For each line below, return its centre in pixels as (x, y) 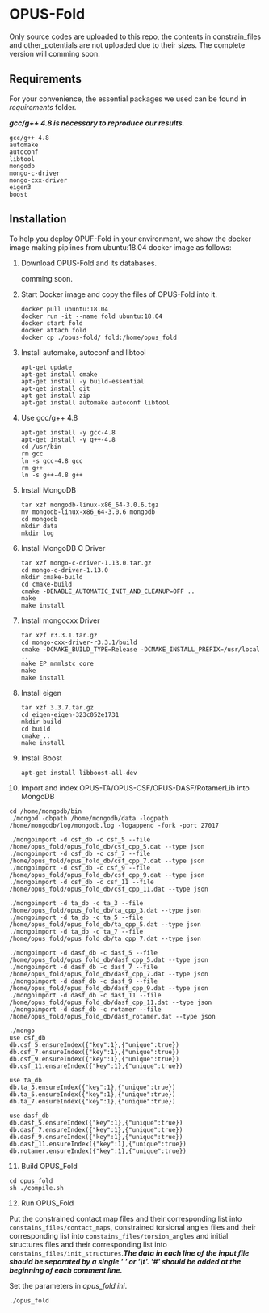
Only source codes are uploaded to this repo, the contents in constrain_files (135, 36)
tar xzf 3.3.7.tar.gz (57, 707)
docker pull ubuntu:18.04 (64, 309)
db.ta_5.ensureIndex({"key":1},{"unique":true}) (92, 1094)
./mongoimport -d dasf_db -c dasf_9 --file (84, 981)
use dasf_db (29, 1116)
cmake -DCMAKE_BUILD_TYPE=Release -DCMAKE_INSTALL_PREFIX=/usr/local (141, 649)
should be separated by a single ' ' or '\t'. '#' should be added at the (125, 1261)
